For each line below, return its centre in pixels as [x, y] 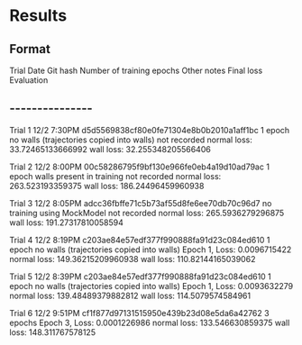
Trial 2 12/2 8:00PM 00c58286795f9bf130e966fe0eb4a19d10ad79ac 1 [140, 167]
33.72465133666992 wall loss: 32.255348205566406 [110, 149]
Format [30, 49]
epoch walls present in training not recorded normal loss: [115, 176]
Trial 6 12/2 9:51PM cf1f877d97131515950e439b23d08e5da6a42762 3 [139, 313]
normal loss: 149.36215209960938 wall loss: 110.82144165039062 [133, 259]
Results [38, 16]
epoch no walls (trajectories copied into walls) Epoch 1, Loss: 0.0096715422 [151, 250]
